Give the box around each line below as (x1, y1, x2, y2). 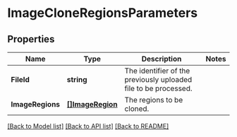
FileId (11, 75, 30, 84)
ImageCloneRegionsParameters (7, 5, 198, 21)
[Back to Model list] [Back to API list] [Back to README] (7, 122, 169, 130)
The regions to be (124, 95, 183, 105)
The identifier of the (124, 66, 190, 76)
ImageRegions (11, 100, 61, 109)
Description (141, 54, 182, 64)
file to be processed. (124, 83, 193, 93)
